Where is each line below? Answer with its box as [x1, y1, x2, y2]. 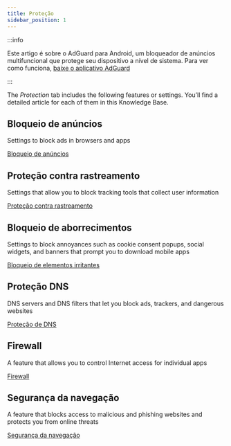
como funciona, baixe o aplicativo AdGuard [7, 64, 130, 72]
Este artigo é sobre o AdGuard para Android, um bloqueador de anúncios [7, 49, 216, 57]
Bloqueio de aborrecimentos [7, 222, 133, 233]
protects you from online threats [7, 418, 99, 426]
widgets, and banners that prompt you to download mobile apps [7, 247, 190, 256]
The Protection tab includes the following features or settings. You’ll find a [7, 91, 219, 99]
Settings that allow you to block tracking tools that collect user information [7, 188, 219, 197]
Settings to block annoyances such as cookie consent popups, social [7, 240, 204, 248]
